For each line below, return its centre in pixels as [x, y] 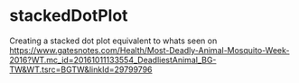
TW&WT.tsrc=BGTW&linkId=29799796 [81, 69]
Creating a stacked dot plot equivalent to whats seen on [113, 41]
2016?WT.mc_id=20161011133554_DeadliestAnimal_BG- [113, 60]
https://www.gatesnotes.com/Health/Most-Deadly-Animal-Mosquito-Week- [149, 50]
